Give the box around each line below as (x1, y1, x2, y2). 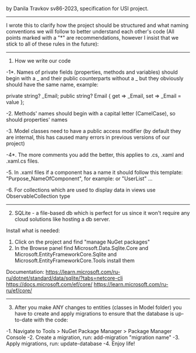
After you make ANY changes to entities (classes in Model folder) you (14, 304, 182, 311)
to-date (14, 316, 33, 323)
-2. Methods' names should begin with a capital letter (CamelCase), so (6, 110, 176, 116)
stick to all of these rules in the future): (6, 40, 99, 47)
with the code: (34, 316, 68, 323)
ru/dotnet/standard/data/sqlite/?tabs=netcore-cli (6, 275, 123, 282)
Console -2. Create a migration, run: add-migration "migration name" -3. (6, 334, 180, 341)
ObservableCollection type (6, 193, 71, 200)
